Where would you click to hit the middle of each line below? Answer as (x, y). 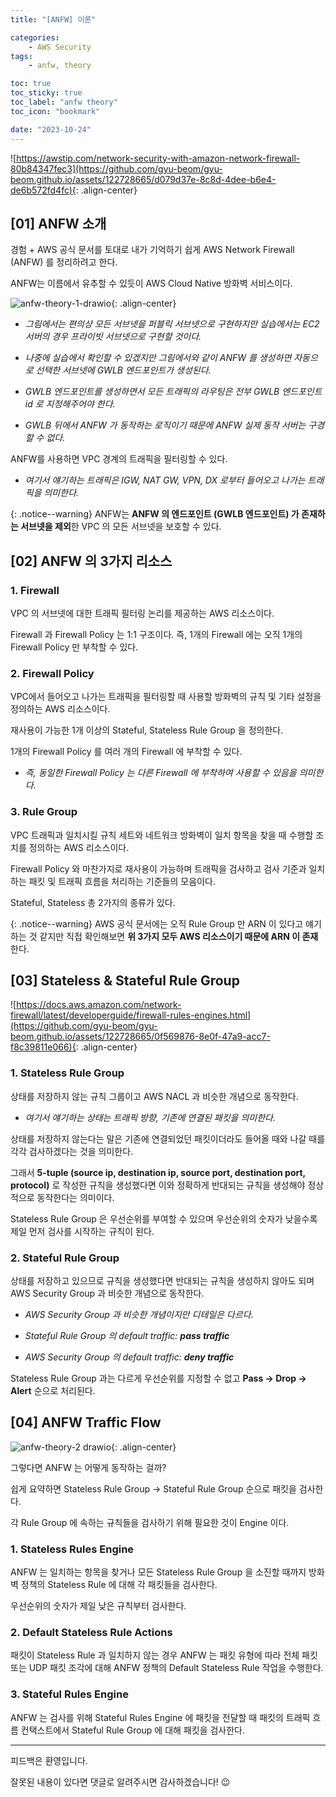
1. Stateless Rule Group (67, 1073)
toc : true (31, 84)
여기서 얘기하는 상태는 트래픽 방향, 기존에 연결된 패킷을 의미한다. (150, 1117)
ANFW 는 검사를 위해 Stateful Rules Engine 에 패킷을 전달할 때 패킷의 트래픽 (160, 1717)
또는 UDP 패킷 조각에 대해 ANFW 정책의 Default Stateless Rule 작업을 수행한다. (167, 1668)
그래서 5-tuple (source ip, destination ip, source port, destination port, (158, 1172)
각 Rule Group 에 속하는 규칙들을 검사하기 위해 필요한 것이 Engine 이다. (150, 1522)
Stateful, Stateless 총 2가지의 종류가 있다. (93, 902)
